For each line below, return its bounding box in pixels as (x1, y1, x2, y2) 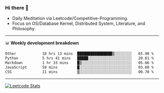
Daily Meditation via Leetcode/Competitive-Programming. (12, 16, 128, 21)
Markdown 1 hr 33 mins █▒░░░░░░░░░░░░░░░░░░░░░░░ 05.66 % (5, 60, 154, 65)
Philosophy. (12, 26, 36, 32)
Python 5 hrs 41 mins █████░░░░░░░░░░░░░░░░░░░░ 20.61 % (5, 56, 154, 61)
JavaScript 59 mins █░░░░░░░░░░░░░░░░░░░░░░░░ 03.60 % (5, 65, 154, 70)
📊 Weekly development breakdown (5, 40, 79, 46)
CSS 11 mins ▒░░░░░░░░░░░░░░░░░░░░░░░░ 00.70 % (5, 69, 154, 74)
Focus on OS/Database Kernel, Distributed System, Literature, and (12, 20, 145, 26)
